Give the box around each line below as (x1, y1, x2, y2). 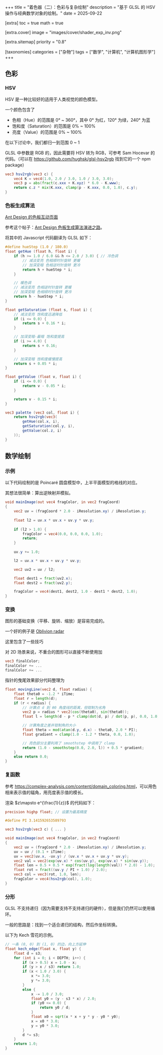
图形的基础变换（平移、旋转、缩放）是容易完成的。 (5, 618, 107, 624)
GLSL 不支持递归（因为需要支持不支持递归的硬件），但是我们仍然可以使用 (5, 906, 151, 911)
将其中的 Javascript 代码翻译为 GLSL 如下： (5, 235, 93, 241)
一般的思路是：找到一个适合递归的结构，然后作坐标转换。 (5, 922, 120, 928)
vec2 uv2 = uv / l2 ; (14, 567, 55, 572)
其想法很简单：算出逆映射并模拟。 (5, 490, 73, 496)
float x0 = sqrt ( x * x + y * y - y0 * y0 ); (31, 1014, 120, 1019)
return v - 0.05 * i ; (22, 383, 66, 388)
